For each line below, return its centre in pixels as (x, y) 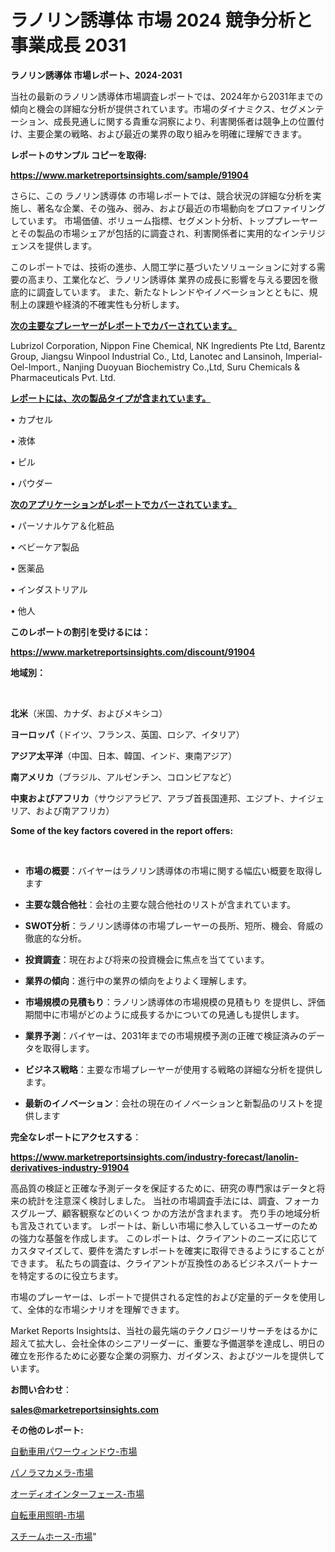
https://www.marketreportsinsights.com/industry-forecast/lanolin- (154, 1157)
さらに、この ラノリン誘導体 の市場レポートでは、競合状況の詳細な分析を (161, 195)
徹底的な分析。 (55, 938)
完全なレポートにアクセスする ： (76, 1137)
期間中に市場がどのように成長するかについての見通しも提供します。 (164, 1014)
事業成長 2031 (68, 45)
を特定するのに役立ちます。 (67, 1275)
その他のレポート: (47, 1430)
